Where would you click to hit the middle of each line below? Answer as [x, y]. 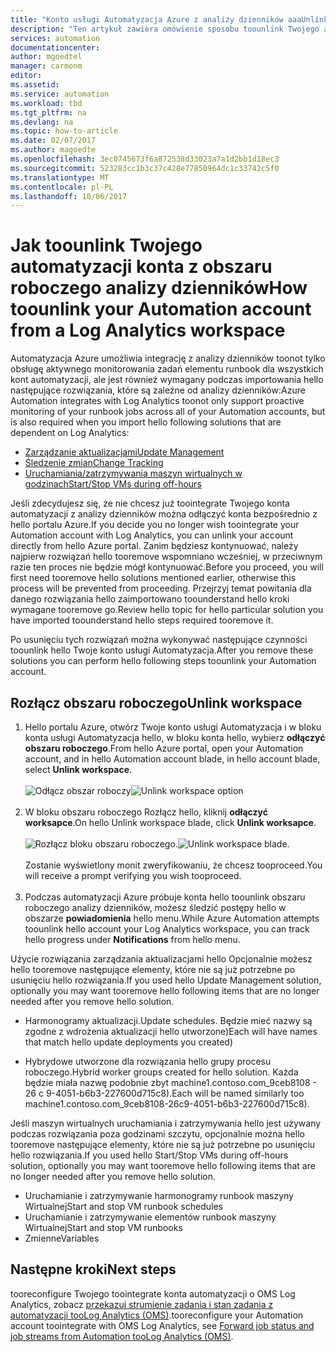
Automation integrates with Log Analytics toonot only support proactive [157, 401]
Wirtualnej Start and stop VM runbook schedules [123, 1206]
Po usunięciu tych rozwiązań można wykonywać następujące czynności [159, 640]
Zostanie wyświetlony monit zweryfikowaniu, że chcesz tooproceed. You [173, 865]
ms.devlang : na [42, 122]
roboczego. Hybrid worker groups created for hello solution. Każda [161, 1072]
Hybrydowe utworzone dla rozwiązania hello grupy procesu [148, 1061]
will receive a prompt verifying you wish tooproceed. [133, 875]
